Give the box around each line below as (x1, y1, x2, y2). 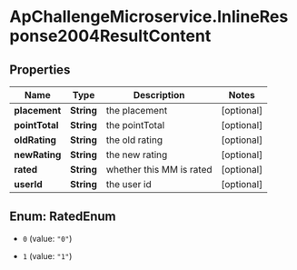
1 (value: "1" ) (22, 250, 73, 261)
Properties (9, 62, 71, 77)
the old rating (105, 134, 163, 146)
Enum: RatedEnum (9, 209, 116, 225)
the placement (105, 105, 168, 116)
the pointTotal (105, 119, 165, 131)
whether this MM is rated (105, 164, 213, 175)
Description (133, 89, 185, 101)
